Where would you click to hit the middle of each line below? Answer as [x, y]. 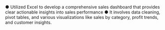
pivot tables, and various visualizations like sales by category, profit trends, [82, 17]
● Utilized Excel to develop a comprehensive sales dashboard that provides [82, 7]
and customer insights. [28, 22]
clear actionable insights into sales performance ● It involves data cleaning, [83, 12]
